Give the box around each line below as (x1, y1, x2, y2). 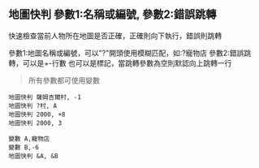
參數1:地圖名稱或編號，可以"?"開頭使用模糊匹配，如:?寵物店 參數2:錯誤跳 (8, 48, 252, 58)
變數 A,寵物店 (8, 135, 50, 143)
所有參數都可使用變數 (28, 75, 100, 85)
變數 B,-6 (8, 143, 39, 152)
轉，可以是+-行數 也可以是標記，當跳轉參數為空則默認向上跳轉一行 (8, 58, 232, 67)
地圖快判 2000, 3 (8, 118, 63, 127)
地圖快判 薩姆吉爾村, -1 (8, 93, 81, 101)
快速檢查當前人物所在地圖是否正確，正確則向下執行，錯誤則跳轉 (8, 31, 222, 41)
